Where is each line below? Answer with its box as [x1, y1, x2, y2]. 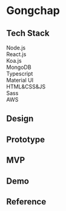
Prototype [6, 134, 45, 145]
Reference [6, 196, 47, 207]
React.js [6, 51, 27, 58]
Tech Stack [6, 28, 50, 38]
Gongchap [6, 4, 61, 18]
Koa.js [6, 57, 22, 64]
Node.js [6, 44, 26, 51]
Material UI [6, 77, 34, 84]
